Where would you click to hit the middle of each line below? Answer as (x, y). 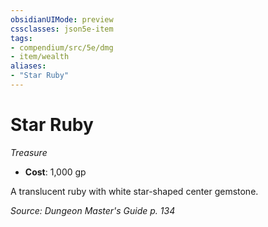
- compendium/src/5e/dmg (62, 47)
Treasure (29, 152)
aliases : (28, 66)
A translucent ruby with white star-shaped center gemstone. (134, 191)
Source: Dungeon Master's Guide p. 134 (93, 210)
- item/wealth (40, 57)
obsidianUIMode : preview (62, 19)
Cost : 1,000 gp (55, 172)
